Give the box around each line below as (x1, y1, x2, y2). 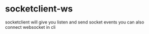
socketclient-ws (5, 3, 73, 14)
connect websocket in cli (5, 24, 56, 30)
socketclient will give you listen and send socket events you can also (5, 19, 144, 25)
